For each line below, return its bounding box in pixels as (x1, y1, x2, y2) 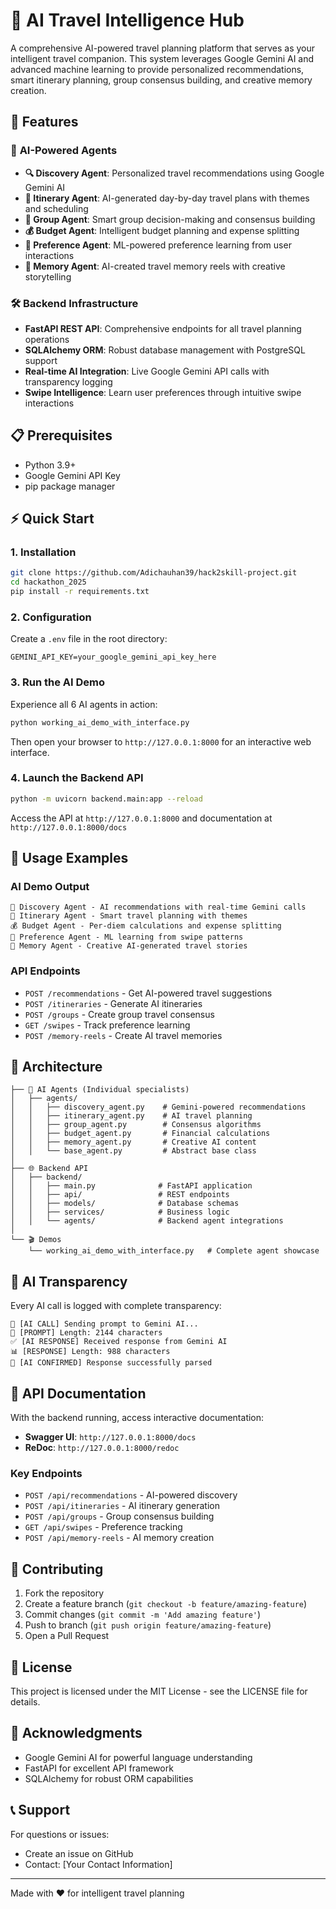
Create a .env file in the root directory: (10, 633, 168, 645)
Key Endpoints (10, 1467, 83, 1481)
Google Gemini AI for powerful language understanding (24, 1751, 253, 1763)
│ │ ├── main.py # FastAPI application (10, 1181, 253, 1191)
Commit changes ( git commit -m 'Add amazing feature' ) (24, 1609, 262, 1621)
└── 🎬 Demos (10, 1235, 62, 1245)
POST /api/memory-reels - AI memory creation (24, 1532, 215, 1544)
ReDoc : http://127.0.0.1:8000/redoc (24, 1442, 180, 1454)
